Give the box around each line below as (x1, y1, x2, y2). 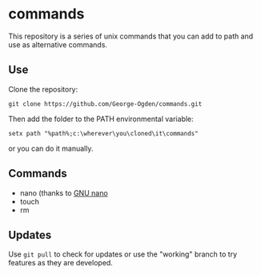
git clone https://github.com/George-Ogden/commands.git (8, 99, 203, 108)
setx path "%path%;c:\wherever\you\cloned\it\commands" (8, 129, 199, 137)
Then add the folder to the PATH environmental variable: (8, 114, 194, 123)
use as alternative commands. (8, 39, 108, 49)
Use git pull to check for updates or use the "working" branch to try (8, 249, 238, 259)
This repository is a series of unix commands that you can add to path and (8, 31, 254, 41)
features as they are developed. (8, 258, 114, 268)
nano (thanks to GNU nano (19, 188, 108, 197)
